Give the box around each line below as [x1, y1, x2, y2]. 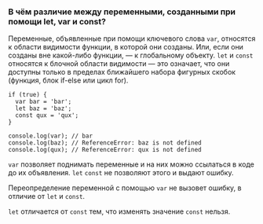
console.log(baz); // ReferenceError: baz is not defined [8, 139, 202, 147]
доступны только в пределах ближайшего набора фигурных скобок [8, 68, 236, 77]
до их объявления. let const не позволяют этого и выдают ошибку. [8, 168, 234, 178]
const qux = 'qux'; [15, 112, 79, 119]
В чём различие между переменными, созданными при [8, 6, 236, 17]
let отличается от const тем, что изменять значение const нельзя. [8, 207, 231, 216]
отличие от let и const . [8, 192, 85, 201]
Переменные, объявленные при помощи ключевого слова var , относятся [8, 34, 256, 43]
